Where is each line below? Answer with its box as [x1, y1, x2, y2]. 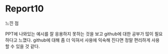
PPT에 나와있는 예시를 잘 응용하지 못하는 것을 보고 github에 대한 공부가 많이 [5, 30, 154, 36]
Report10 [5, 3, 44, 14]
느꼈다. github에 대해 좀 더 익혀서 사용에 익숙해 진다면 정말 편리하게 [18, 37, 150, 43]
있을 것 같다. [16, 43, 40, 49]
